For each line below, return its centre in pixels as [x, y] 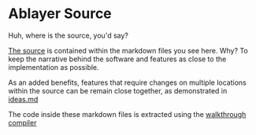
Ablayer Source [60, 14]
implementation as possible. [54, 67]
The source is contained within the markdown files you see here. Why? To [128, 50]
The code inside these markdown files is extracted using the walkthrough [127, 114]
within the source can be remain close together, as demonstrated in [118, 90]
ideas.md [23, 99]
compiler [22, 122]
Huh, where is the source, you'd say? [68, 35]
